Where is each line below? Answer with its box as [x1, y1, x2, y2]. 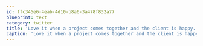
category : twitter [6, 20, 53, 26]
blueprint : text [6, 14, 47, 20]
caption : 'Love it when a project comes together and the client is [6, 31, 182, 37]
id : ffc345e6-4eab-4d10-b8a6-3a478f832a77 [6, 8, 115, 15]
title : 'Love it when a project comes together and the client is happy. [6, 25, 196, 32]
